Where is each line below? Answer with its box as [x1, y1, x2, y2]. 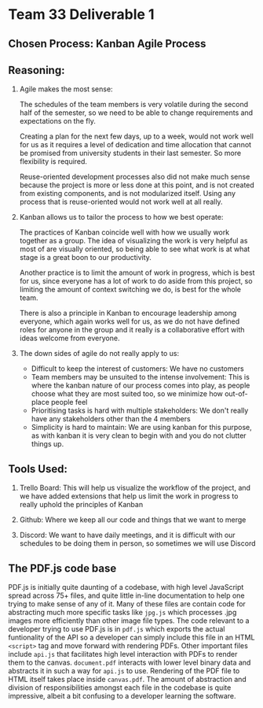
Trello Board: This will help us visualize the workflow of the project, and [19, 483, 251, 493]
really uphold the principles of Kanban [19, 500, 144, 510]
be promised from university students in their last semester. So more [19, 148, 242, 158]
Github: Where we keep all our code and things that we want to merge [19, 515, 247, 525]
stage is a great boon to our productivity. [19, 253, 152, 262]
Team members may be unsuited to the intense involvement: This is [31, 373, 250, 382]
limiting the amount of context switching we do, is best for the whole [19, 285, 242, 295]
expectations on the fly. [19, 117, 96, 126]
